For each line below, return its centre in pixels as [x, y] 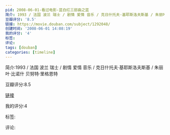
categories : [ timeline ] [30, 52]
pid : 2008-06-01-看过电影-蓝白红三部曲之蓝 [47, 10]
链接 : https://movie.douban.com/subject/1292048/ [58, 24]
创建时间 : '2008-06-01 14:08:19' [39, 29]
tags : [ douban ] [21, 48]
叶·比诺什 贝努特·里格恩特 [32, 73]
